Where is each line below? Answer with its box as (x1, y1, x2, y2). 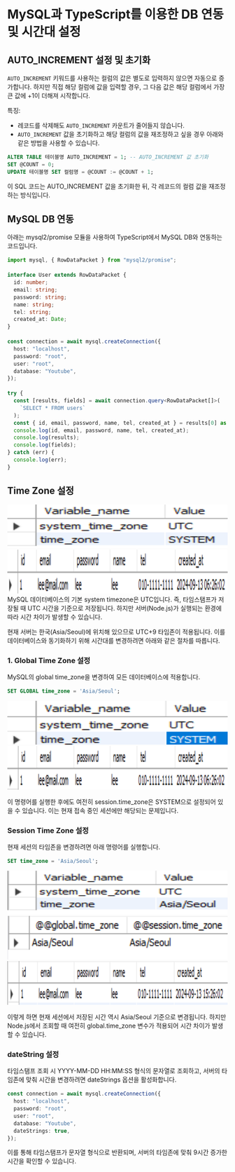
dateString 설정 (7, 1049, 59, 1059)
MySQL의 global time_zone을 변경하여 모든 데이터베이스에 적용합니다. (7, 672, 201, 681)
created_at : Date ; (13, 316, 68, 323)
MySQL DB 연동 (7, 213, 75, 225)
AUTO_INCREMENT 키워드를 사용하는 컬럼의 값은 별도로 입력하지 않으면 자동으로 (7, 74, 218, 82)
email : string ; (13, 286, 58, 293)
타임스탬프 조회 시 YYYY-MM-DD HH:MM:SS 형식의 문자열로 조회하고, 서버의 (7, 1067, 220, 1075)
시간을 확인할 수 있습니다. (7, 1157, 77, 1166)
